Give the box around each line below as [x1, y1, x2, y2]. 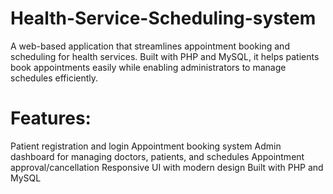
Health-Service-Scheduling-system [10, 7, 317, 30]
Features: [10, 107, 92, 130]
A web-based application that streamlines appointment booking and [10, 40, 290, 52]
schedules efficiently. [10, 72, 99, 84]
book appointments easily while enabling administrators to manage [10, 61, 287, 73]
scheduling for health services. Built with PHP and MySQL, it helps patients [10, 50, 320, 62]
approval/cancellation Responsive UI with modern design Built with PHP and [10, 161, 324, 173]
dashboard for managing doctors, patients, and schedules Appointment [10, 150, 305, 162]
